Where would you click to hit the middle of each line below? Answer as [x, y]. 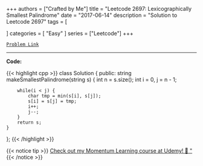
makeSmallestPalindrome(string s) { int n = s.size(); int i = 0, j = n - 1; [92, 79]
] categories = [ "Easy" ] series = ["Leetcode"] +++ [70, 33]
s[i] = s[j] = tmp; [53, 101]
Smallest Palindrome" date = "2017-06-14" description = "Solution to [92, 15]
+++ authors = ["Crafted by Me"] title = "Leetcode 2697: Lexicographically [99, 9]
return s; [30, 122]
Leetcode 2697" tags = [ [37, 22]
